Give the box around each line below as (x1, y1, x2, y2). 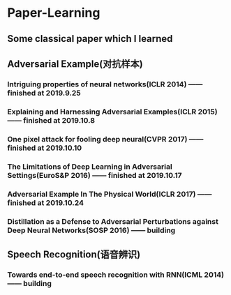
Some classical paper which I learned (7, 33, 173, 45)
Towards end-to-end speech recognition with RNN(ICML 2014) (7, 270, 225, 280)
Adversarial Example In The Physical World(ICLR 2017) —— (7, 189, 212, 199)
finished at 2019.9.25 (7, 88, 82, 98)
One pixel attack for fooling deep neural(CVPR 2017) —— (7, 134, 204, 144)
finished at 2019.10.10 (7, 143, 82, 153)
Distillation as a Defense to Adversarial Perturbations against (7, 216, 218, 226)
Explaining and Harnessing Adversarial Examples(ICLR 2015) (7, 107, 218, 116)
